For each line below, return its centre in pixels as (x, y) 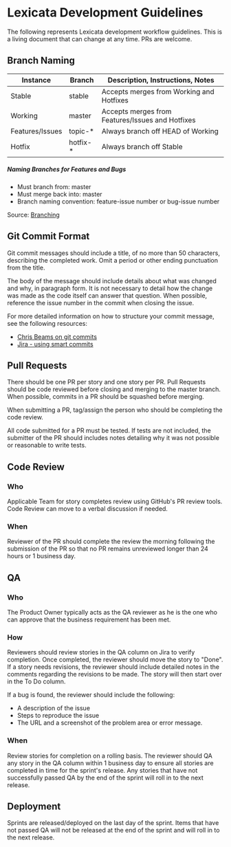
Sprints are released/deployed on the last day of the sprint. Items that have (113, 823)
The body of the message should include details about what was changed (112, 280)
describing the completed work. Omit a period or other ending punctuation (113, 260)
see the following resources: (47, 323)
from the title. (26, 267)
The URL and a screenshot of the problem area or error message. (110, 723)
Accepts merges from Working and (158, 91)
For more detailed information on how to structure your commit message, (111, 316)
